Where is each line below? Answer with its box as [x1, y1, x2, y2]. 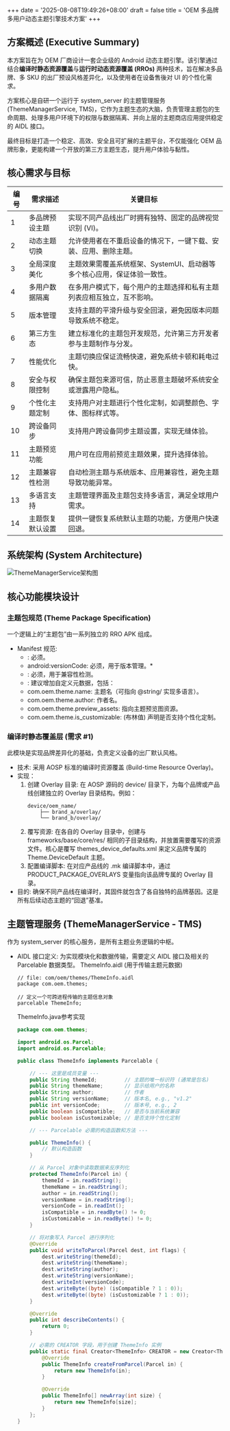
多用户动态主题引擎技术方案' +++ [7, 14, 101, 23]
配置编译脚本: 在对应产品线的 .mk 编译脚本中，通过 [27, 862, 171, 870]
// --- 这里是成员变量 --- [29, 1070, 99, 1077]
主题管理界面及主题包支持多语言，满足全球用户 [68, 490, 219, 500]
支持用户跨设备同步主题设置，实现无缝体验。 [68, 426, 212, 435]
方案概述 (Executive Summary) [7, 36, 140, 48]
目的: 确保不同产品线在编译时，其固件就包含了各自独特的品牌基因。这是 [16, 887, 219, 896]
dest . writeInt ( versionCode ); [42, 1279, 125, 1286]
